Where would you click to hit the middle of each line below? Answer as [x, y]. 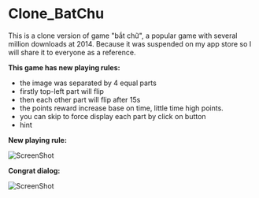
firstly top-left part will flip [62, 91]
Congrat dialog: [34, 170]
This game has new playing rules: [64, 67]
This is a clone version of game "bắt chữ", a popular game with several [123, 35]
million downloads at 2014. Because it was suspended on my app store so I [130, 43]
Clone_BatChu [56, 14]
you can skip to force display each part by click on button [113, 116]
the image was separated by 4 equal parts [88, 83]
